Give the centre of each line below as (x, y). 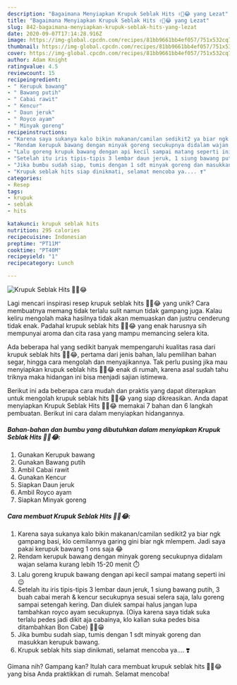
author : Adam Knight (38, 60)
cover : (17, 54)
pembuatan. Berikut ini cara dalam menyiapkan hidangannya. (96, 413)
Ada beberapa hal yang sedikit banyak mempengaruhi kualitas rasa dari (111, 347)
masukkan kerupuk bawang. (59, 642)
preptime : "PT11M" (34, 244)
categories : (25, 178)
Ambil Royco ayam (44, 492)
